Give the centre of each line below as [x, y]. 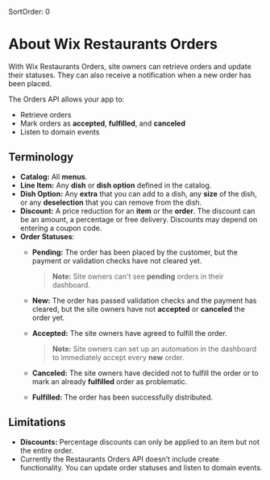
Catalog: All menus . [54, 176]
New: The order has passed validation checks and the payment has [144, 300]
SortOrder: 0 [29, 12]
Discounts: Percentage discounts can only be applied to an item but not [139, 441]
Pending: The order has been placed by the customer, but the [135, 252]
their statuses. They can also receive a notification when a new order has [130, 75]
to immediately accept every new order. [118, 357]
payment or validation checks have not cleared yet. [117, 260]
